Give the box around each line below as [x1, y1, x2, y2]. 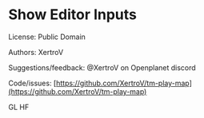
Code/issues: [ [8, 78, 57, 88]
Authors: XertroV [8, 47, 64, 57]
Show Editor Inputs [8, 6, 138, 24]
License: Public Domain [8, 32, 86, 41]
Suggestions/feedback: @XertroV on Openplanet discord [8, 62, 196, 73]
